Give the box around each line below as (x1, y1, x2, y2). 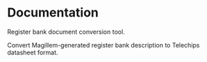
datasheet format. (7, 48, 58, 56)
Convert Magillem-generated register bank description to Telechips (7, 41, 200, 49)
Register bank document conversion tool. (7, 28, 125, 36)
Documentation (7, 5, 99, 21)
